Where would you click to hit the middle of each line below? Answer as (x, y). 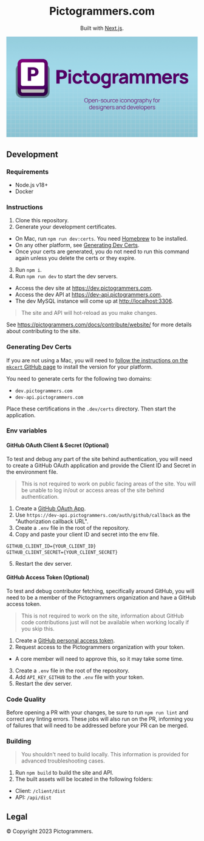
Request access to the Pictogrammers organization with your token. (100, 647)
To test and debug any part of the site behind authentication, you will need (99, 459)
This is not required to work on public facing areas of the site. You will (108, 484)
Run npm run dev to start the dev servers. (66, 276)
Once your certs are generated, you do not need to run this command (102, 252)
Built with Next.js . (102, 28)
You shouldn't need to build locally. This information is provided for (105, 755)
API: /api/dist (33, 797)
